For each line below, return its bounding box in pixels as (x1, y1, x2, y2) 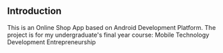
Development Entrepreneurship (7, 37, 97, 46)
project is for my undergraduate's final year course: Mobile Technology (7, 31, 209, 39)
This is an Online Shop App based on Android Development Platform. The (7, 23, 216, 31)
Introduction (7, 5, 62, 17)
